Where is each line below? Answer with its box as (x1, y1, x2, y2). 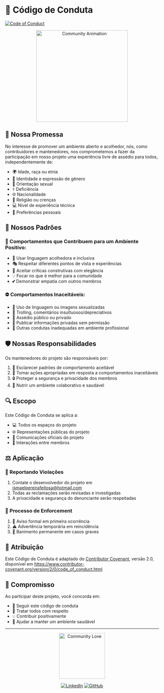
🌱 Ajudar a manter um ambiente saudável (12, 618, 95, 624)
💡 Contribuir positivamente (12, 613, 66, 619)
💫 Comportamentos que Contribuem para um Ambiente (5, 238, 139, 245)
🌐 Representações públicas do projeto (12, 429, 90, 435)
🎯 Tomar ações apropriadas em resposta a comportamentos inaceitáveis (12, 369, 159, 375)
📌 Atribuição (5, 543, 44, 551)
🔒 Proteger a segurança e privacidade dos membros (12, 375, 118, 381)
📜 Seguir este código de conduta (12, 603, 79, 609)
